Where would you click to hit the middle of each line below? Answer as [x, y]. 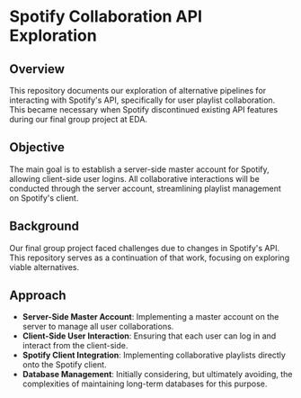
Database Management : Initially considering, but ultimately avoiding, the [157, 375]
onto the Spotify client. [64, 365]
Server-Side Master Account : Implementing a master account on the [150, 317]
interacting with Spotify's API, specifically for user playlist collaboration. [142, 100]
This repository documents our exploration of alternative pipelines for [138, 90]
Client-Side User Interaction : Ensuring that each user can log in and [149, 336]
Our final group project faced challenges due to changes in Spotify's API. [145, 248]
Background [44, 226]
